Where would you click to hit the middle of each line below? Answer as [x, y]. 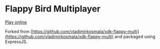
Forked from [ [19, 31]
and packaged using [135, 37]
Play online [16, 22]
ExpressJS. [16, 41]
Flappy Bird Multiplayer [53, 9]
